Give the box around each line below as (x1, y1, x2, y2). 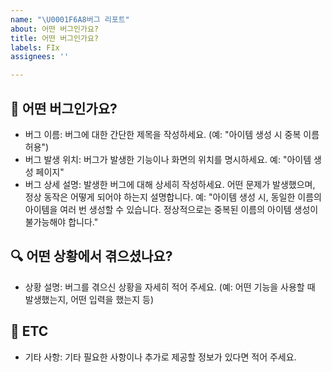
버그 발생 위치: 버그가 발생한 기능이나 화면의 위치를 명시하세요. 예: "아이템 (24, 153, 312, 165)
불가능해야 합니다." (24, 216, 99, 228)
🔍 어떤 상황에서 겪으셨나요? (10, 248, 173, 265)
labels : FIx (10, 42, 60, 53)
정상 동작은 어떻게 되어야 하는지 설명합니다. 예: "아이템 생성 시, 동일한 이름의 (24, 191, 322, 203)
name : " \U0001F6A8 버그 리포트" (10, 14, 130, 25)
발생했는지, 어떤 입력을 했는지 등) (24, 293, 155, 305)
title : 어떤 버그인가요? (10, 33, 100, 43)
